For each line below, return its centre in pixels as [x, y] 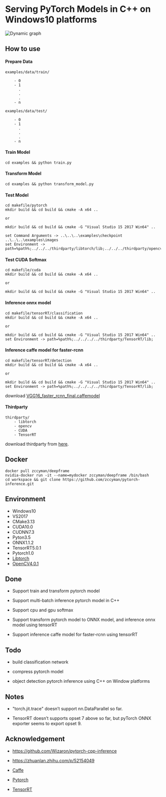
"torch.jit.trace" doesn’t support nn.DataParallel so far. [67, 709]
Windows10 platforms [51, 20]
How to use [23, 49]
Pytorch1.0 [23, 553]
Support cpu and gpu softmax [43, 610]
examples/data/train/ [27, 72]
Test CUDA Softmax [26, 259]
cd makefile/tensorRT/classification [44, 313]
